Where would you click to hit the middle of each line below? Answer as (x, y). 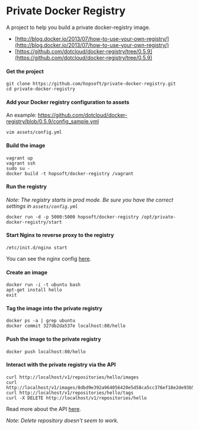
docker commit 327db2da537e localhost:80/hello (66, 326)
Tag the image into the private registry (54, 308)
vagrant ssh (21, 163)
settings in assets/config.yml (42, 206)
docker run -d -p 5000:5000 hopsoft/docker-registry (73, 217)
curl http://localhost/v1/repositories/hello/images (73, 377)
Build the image (26, 145)
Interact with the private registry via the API (61, 365)
